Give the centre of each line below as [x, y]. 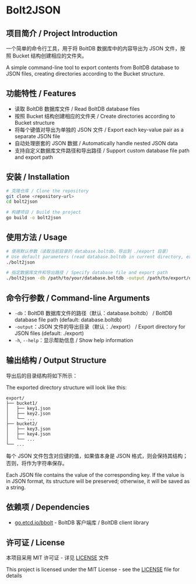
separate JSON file [37, 136]
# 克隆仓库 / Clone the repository [48, 191]
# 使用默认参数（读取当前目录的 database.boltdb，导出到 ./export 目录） [88, 251]
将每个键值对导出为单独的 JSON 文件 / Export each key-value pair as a [99, 129]
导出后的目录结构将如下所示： [42, 375]
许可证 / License [36, 543]
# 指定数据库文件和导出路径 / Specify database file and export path [87, 273]
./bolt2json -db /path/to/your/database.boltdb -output [75, 278]
